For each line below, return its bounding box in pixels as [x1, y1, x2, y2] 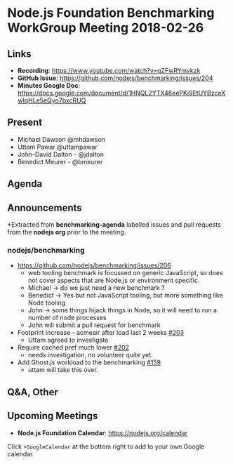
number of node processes [27, 314, 107, 322]
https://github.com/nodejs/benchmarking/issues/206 [17, 261, 171, 270]
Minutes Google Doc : [17, 81, 81, 89]
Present [7, 117, 43, 128]
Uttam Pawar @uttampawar [17, 142, 98, 151]
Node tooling [27, 298, 66, 307]
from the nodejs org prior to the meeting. [7, 228, 126, 237]
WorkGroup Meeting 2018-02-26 [7, 20, 204, 36]
